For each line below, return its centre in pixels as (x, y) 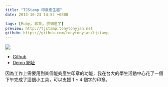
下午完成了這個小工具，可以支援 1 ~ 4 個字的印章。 (58, 80)
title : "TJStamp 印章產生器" (34, 10)
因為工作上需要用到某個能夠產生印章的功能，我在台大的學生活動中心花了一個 (84, 73)
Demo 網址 (24, 63)
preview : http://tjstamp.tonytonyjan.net (49, 28)
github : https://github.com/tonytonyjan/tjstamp (57, 33)
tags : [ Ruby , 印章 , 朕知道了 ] (34, 24)
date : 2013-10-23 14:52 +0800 (37, 15)
